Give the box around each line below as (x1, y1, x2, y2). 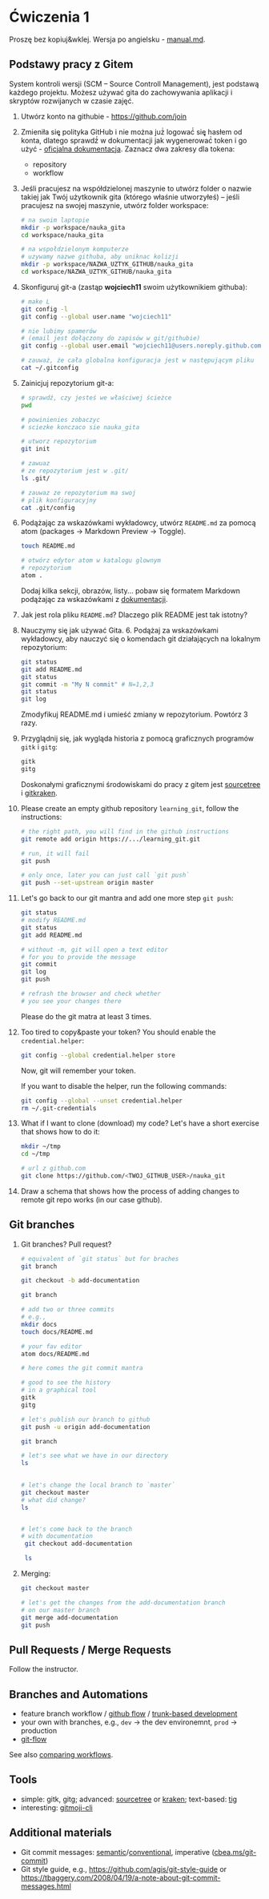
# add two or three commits (20, 1306, 114, 1314)
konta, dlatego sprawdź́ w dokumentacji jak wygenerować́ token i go (20, 135, 247, 145)
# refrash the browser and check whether (20, 990, 161, 998)
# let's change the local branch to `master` (20, 1481, 175, 1489)
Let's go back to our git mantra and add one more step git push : (20, 893, 235, 903)
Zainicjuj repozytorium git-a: (20, 378, 114, 387)
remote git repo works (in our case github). (20, 1194, 163, 1204)
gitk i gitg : (20, 742, 58, 752)
